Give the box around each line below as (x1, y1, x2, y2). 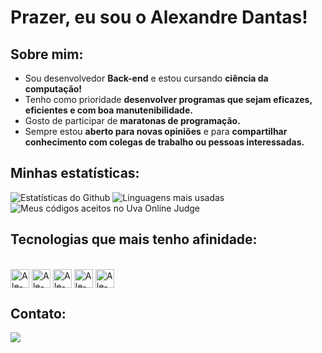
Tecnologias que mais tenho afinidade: (10, 231, 258, 248)
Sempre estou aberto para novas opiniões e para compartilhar (24, 126, 288, 137)
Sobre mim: (10, 46, 84, 63)
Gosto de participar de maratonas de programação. (24, 115, 241, 126)
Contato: (10, 306, 67, 323)
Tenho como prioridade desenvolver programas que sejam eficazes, (24, 94, 313, 105)
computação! (24, 83, 83, 95)
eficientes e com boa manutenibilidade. (24, 104, 193, 116)
